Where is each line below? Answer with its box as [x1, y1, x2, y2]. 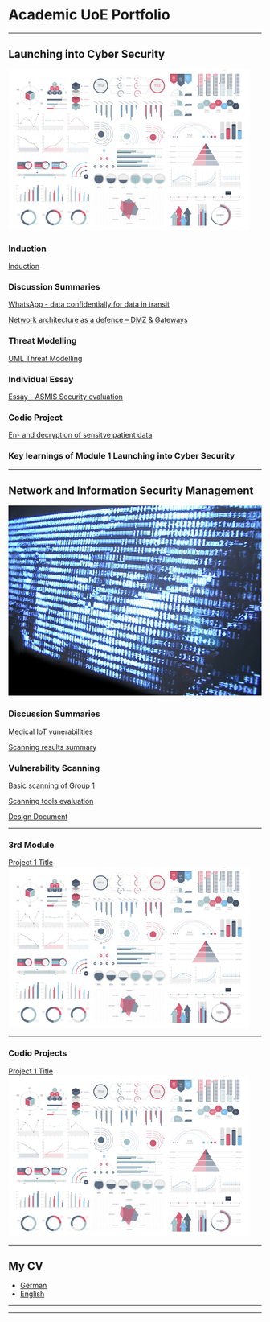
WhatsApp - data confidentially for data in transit [8, 299, 170, 309]
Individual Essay [8, 373, 74, 385]
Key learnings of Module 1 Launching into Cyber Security [8, 451, 235, 462]
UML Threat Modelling [8, 353, 83, 363]
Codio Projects [8, 1048, 67, 1059]
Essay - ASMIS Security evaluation [8, 392, 123, 402]
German [19, 1281, 47, 1291]
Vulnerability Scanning [8, 762, 100, 773]
